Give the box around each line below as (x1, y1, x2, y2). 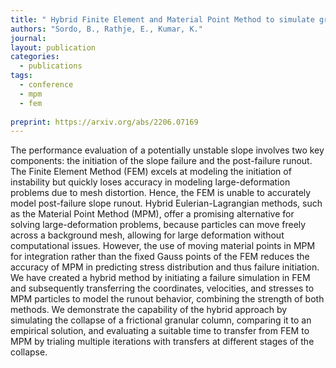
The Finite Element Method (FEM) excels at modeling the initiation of (10, 166, 292, 178)
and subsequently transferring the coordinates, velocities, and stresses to (10, 282, 315, 295)
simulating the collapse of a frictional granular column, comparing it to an (10, 314, 312, 326)
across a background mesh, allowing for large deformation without (10, 229, 285, 241)
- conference (19, 80, 74, 90)
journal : (10, 33, 47, 43)
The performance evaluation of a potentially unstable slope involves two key (10, 144, 325, 156)
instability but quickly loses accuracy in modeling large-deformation (10, 176, 291, 188)
